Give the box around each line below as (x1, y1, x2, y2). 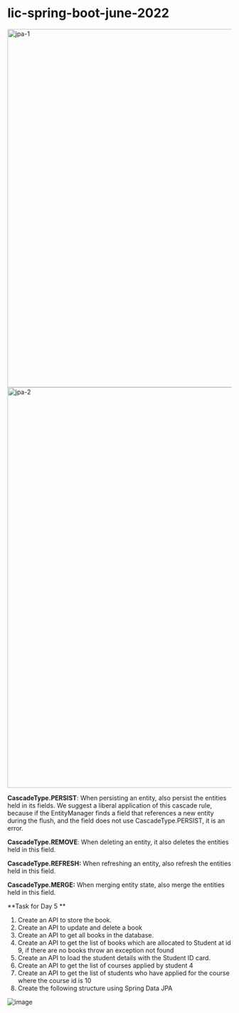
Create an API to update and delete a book (17, 923, 143, 932)
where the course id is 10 (17, 976, 92, 984)
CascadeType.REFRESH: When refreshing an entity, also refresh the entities (7, 859, 231, 868)
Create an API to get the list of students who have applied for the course (17, 968, 230, 977)
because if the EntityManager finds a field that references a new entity (7, 808, 215, 817)
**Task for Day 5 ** (7, 902, 66, 910)
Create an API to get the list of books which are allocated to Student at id (17, 938, 231, 947)
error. (7, 823, 23, 832)
